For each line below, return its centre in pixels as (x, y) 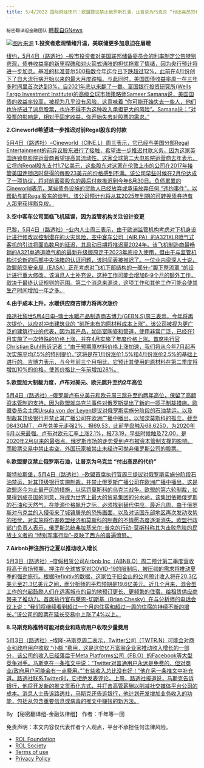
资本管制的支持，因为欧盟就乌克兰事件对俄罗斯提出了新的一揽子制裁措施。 (99, 403)
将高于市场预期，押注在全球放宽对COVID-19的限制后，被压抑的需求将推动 (98, 568)
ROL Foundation (35, 739)
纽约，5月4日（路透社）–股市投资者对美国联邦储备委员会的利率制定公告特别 (101, 56)
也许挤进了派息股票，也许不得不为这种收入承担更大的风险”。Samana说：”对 (101, 109)
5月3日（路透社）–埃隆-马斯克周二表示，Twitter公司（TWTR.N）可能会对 (98, 640)
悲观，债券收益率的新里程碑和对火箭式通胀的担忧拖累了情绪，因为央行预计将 (102, 63)
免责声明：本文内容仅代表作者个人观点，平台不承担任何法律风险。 (89, 727)
